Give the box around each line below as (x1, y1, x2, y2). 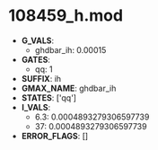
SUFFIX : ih (21, 73, 62, 84)
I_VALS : (21, 101, 51, 112)
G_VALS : (21, 35, 55, 46)
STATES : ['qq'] (21, 92, 77, 103)
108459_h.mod (8, 5, 123, 26)
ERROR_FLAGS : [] (21, 130, 89, 141)
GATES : (21, 54, 51, 65)
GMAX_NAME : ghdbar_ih (21, 83, 117, 93)
